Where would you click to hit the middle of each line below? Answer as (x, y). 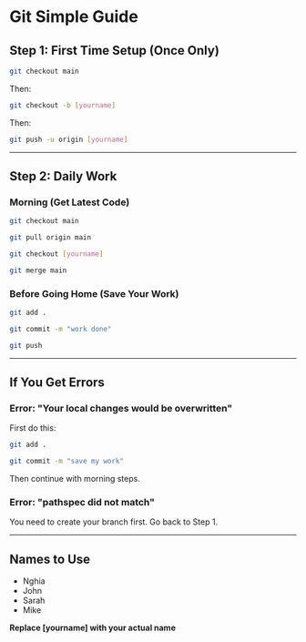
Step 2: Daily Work (63, 176)
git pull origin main (51, 238)
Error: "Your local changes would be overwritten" (121, 409)
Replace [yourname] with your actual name (92, 628)
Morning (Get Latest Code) (70, 202)
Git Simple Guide (74, 17)
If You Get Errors (57, 383)
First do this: (33, 428)
